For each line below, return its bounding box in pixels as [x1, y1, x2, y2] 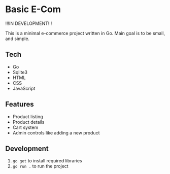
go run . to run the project [12, 163, 69, 169]
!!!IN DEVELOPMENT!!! [5, 20, 52, 26]
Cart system [12, 124, 39, 130]
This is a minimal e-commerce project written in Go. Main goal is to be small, [5, 30, 165, 36]
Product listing [12, 113, 43, 120]
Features [5, 100, 34, 109]
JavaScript [12, 85, 36, 91]
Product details [12, 119, 45, 125]
